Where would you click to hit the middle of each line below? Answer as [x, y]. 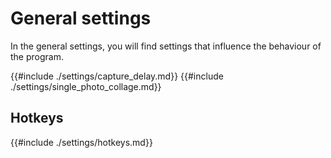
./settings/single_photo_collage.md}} [86, 86]
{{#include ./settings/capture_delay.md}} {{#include [117, 76]
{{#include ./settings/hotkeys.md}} [81, 142]
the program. [37, 56]
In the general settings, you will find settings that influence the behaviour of [166, 46]
